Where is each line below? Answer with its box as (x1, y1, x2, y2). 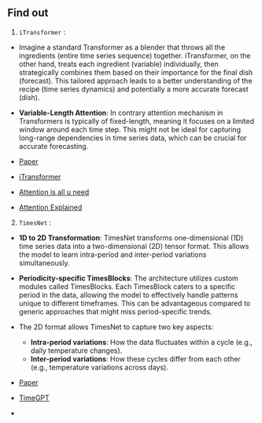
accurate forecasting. (18, 141, 89, 150)
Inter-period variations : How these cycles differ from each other (30, 354, 242, 363)
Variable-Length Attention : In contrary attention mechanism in (18, 108, 223, 117)
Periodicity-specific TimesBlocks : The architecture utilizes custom (18, 273, 239, 283)
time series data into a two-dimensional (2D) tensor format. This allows (18, 241, 249, 250)
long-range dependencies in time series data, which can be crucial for (18, 133, 247, 143)
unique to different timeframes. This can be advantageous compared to (18, 299, 251, 308)
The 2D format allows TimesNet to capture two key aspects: (18, 322, 214, 332)
